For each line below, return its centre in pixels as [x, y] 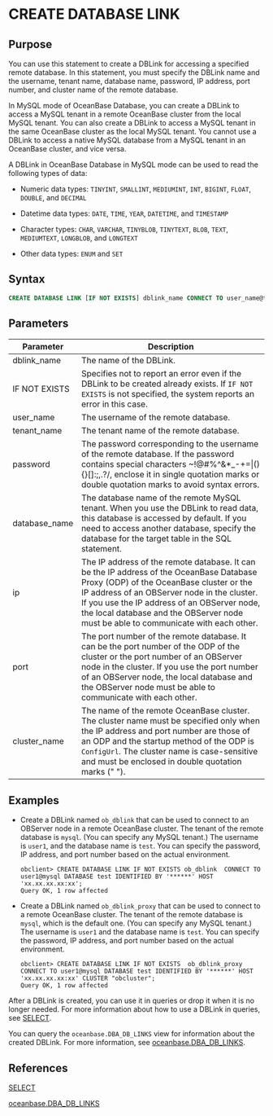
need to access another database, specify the [168, 528]
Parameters [39, 324]
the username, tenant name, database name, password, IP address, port [129, 81]
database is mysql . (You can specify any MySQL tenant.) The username [139, 837]
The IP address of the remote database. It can [168, 561]
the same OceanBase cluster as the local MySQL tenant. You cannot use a [133, 132]
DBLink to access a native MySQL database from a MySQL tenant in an [127, 140]
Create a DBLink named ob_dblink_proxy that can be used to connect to [141, 906]
